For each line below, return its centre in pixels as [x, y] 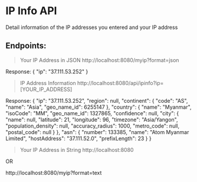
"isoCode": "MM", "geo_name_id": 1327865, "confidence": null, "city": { [92, 113]
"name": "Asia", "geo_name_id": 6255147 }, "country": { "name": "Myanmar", [98, 107]
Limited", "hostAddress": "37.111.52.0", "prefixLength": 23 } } [78, 138]
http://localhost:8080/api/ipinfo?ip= [120, 83]
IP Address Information [48, 83]
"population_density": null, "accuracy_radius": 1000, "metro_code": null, [93, 126]
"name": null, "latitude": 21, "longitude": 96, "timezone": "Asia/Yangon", [92, 119]
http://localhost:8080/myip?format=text [54, 173]
